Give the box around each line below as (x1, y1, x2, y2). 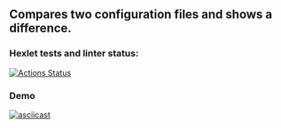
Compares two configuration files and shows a (9, 7, 273, 22)
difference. (9, 21, 73, 36)
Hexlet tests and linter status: (9, 48, 139, 60)
